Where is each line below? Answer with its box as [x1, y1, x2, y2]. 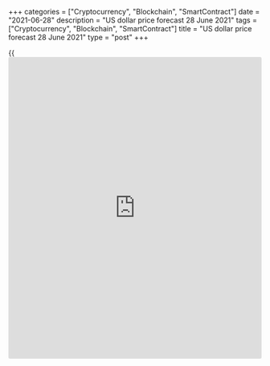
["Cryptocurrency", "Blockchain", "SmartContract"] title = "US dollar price [8, 24, 252, 33]
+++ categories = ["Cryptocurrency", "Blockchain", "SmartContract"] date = [8, 7, 260, 16]
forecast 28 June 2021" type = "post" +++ [8, 32, 149, 42]
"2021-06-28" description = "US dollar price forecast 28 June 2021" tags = [8, 15, 257, 25]
